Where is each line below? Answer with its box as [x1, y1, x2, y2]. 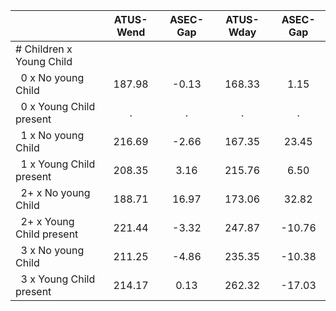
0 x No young [20, 71, 85, 84]
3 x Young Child [20, 272, 96, 286]
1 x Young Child [20, 157, 96, 171]
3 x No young [20, 244, 85, 257]
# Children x [15, 42, 73, 56]
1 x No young [20, 129, 85, 142]
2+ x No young [20, 186, 91, 199]
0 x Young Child [20, 100, 96, 113]
